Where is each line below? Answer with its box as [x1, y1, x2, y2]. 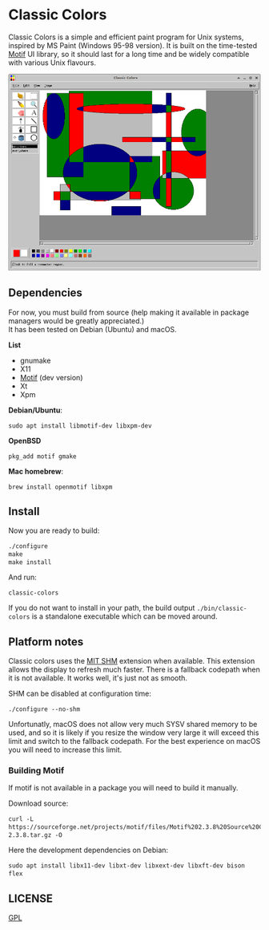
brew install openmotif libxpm [8, 483, 113, 491]
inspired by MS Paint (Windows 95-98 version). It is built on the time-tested [8, 40, 258, 50]
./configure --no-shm [8, 705, 81, 713]
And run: [8, 572, 38, 583]
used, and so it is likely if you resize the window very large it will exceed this [8, 728, 259, 737]
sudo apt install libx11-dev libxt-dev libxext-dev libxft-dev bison [8, 862, 246, 870]
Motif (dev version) [19, 372, 83, 382]
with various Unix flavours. [8, 58, 96, 67]
